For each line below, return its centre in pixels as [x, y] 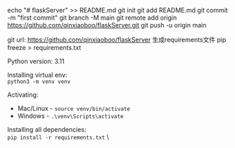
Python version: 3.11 [36, 61]
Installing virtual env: [37, 75]
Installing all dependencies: [47, 129]
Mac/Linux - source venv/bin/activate [74, 108]
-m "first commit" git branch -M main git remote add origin [92, 18]
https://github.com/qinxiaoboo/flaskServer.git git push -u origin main [107, 25]
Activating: [23, 95]
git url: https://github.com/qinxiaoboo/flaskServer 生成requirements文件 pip [117, 39]
